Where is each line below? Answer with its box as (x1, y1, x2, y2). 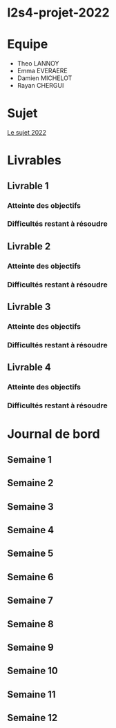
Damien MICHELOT (17, 74, 72, 82)
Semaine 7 (7, 595, 54, 606)
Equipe (7, 37, 48, 52)
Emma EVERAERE (17, 67, 68, 75)
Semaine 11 (7, 689, 56, 700)
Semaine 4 (7, 524, 55, 536)
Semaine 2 (7, 477, 54, 489)
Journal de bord (7, 426, 100, 442)
